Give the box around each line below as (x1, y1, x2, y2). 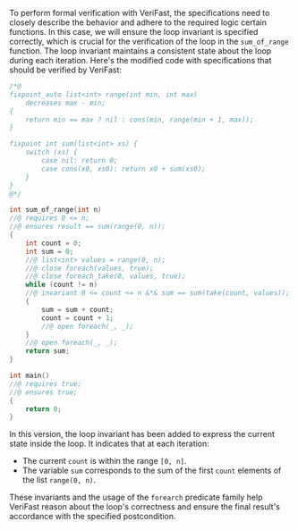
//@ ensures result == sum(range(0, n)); (9, 223, 166, 231)
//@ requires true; (9, 379, 82, 388)
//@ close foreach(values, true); (25, 264, 154, 273)
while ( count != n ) (25, 281, 98, 290)
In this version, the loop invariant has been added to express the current (9, 429, 275, 440)
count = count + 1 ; (41, 313, 115, 323)
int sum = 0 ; (25, 247, 74, 256)
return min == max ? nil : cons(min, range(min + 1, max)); (25, 115, 254, 124)
